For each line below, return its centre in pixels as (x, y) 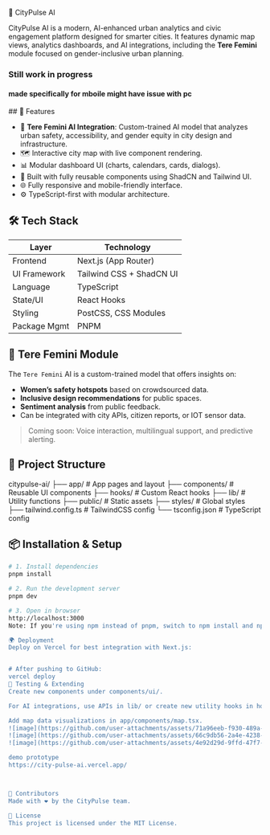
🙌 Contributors (34, 793)
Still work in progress (51, 74)
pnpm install (30, 575)
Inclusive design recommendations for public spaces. (111, 398)
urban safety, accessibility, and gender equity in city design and (126, 136)
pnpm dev (23, 596)
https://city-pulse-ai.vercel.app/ (68, 765)
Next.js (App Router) (116, 260)
